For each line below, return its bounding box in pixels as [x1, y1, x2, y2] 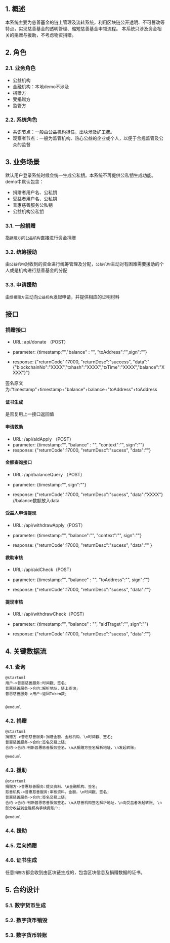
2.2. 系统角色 [5, 116, 37, 123]
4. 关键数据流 [5, 647, 47, 655]
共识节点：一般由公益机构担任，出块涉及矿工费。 [12, 129, 115, 135]
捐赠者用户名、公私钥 [12, 189, 57, 195]
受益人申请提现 [5, 510, 36, 516]
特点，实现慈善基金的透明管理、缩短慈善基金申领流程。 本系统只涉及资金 [5, 25, 157, 31]
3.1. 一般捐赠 [5, 222, 36, 229]
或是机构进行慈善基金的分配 [9, 268, 67, 274]
